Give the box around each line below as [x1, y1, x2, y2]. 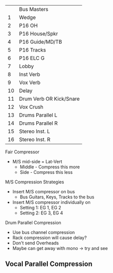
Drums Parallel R [19, 120, 58, 127]
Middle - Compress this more [19, 164, 80, 170]
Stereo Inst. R [19, 136, 51, 143]
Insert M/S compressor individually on [12, 199, 91, 205]
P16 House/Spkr [19, 30, 58, 37]
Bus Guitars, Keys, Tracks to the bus [19, 194, 95, 200]
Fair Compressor [5, 149, 40, 155]
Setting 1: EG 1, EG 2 [19, 205, 61, 210]
